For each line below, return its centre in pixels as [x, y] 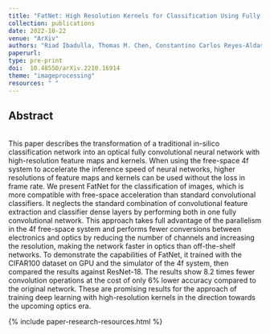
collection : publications [51, 23]
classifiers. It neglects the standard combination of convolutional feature [128, 204]
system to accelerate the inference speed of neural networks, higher [122, 169]
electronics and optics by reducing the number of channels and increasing [131, 237]
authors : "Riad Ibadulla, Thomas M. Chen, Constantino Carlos [115, 46]
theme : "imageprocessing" [51, 76]
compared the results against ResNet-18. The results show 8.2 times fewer [132, 272]
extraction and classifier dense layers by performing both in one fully [123, 212]
